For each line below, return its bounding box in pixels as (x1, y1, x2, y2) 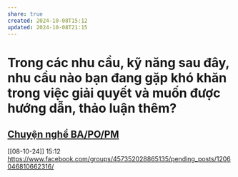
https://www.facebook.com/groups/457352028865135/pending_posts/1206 (7, 155, 231, 163)
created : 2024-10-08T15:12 (7, 17, 88, 24)
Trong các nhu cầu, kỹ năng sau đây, (7, 54, 230, 71)
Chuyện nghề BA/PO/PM (7, 128, 119, 140)
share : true (7, 10, 43, 18)
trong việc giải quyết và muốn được (7, 85, 221, 101)
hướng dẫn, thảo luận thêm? (7, 100, 177, 116)
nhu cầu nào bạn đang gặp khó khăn (7, 69, 227, 86)
